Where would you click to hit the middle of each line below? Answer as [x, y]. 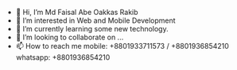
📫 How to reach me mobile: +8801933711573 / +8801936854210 [122, 46]
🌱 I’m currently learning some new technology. [92, 29]
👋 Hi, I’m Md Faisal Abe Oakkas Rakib [77, 12]
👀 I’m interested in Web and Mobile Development [96, 20]
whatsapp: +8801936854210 [63, 57]
